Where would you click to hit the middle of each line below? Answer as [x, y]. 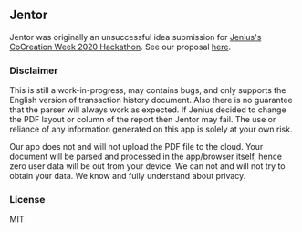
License [27, 200]
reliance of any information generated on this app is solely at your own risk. [151, 129]
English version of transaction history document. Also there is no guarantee [151, 100]
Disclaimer [34, 70]
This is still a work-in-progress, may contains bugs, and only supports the [148, 90]
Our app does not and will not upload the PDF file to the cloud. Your [136, 147]
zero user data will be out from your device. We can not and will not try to [147, 166]
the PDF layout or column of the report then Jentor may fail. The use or [143, 120]
